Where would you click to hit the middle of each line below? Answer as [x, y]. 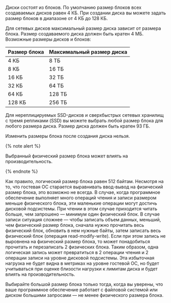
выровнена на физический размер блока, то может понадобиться [78, 242]
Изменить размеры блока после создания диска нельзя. [68, 136]
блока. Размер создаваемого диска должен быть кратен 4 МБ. [74, 34]
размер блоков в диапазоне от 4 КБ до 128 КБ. [57, 18]
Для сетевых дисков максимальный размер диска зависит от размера [83, 28]
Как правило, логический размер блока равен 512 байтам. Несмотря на [84, 181]
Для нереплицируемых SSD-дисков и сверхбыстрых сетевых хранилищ [84, 115]
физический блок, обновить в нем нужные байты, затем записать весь [83, 230]
